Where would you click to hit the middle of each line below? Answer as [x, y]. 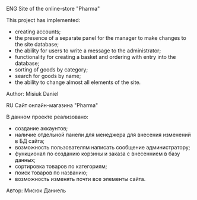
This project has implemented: [43, 20]
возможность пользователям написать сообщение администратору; [102, 147]
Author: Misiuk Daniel [32, 94]
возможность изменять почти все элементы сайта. [80, 179]
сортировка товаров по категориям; [61, 166]
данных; [25, 160]
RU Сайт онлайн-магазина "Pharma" [52, 105]
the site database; [37, 44]
